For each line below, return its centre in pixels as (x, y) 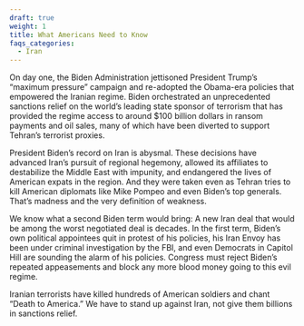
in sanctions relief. (44, 313)
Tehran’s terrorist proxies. (57, 135)
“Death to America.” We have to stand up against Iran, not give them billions (151, 304)
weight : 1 (28, 26)
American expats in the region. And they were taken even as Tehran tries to (150, 182)
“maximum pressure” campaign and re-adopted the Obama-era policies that (152, 87)
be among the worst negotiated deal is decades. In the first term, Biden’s (145, 229)
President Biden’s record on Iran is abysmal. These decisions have (133, 153)
